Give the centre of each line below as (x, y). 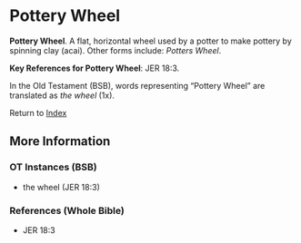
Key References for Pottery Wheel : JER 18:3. (95, 68)
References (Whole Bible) (67, 210)
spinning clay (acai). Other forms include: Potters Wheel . (115, 50)
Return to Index (38, 112)
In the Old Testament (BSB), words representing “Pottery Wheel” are (137, 85)
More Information (60, 141)
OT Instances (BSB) (53, 167)
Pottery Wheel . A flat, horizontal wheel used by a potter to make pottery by (151, 41)
